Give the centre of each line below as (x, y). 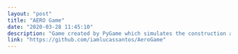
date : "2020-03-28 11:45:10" (50, 27)
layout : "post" (30, 14)
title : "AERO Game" (36, 20)
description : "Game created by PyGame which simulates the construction (117, 33)
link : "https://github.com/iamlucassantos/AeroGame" (87, 40)
